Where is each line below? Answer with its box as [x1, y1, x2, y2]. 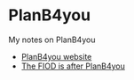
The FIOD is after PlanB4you [20, 61, 126, 71]
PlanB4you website [20, 51, 92, 62]
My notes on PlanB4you [8, 34, 96, 45]
